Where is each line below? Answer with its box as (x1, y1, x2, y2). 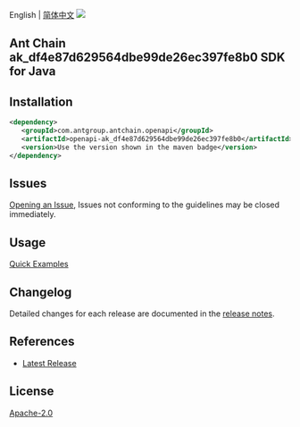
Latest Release (21, 357, 78, 368)
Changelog (9, 284, 72, 299)
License (9, 384, 54, 399)
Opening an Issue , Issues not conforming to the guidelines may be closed (9, 199, 279, 210)
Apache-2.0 (9, 407, 54, 418)
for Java (9, 63, 56, 80)
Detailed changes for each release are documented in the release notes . (9, 308, 275, 319)
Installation (9, 94, 73, 109)
